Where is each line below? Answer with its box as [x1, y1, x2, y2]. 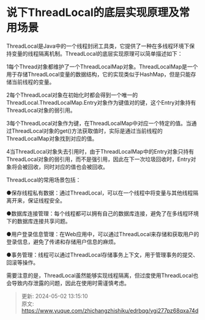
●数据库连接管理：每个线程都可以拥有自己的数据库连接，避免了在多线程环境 [6, 209, 199, 217]
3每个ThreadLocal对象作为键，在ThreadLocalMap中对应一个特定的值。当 [6, 119, 192, 127]
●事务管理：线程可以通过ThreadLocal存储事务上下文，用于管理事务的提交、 [6, 251, 199, 258]
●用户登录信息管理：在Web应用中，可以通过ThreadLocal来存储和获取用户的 [6, 230, 199, 237]
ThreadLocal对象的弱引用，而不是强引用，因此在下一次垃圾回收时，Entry [6, 155, 191, 163]
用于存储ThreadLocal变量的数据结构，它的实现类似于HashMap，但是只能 [6, 70, 191, 78]
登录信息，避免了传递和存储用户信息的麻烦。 [6, 238, 119, 245]
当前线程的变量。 [11, 78, 55, 86]
